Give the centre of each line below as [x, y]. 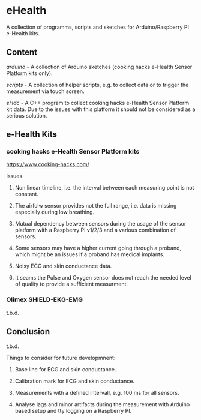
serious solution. [27, 115]
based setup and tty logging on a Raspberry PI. [73, 410]
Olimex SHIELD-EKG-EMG [44, 299]
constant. [27, 194]
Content [22, 52]
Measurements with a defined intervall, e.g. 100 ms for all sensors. [97, 392]
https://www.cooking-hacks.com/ [48, 164]
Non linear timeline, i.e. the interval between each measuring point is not [104, 188]
